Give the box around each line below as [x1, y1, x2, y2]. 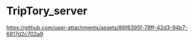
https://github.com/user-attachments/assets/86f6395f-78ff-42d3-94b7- [6, 24, 188, 31]
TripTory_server [6, 4, 88, 18]
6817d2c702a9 [6, 30, 44, 37]
